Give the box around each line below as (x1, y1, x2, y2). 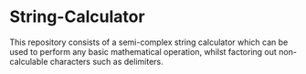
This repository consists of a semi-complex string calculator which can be (9, 37, 289, 48)
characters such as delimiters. (49, 56, 164, 67)
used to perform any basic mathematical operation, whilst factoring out (9, 46, 277, 57)
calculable (9, 56, 48, 67)
